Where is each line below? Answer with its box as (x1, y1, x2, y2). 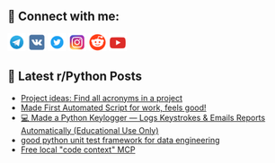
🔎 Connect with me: (7, 9, 120, 24)
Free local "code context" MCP (20, 144, 136, 155)
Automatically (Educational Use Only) (20, 124, 159, 135)
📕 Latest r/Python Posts (7, 69, 143, 84)
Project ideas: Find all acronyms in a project (20, 92, 183, 103)
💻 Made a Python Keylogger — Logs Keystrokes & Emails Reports (20, 112, 266, 123)
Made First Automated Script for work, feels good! (20, 102, 207, 113)
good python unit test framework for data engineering (20, 134, 220, 145)
